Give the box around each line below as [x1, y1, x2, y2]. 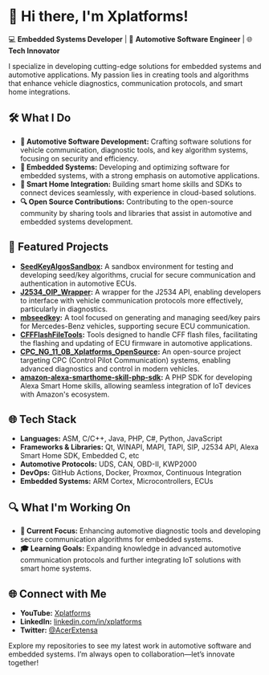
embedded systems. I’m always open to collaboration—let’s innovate [8, 649, 235, 659]
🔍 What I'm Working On [8, 501, 131, 514]
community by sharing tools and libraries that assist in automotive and [19, 208, 252, 218]
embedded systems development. [19, 217, 133, 226]
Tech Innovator [8, 46, 60, 55]
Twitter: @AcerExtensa [19, 625, 98, 635]
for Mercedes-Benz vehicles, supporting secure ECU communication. [19, 321, 251, 331]
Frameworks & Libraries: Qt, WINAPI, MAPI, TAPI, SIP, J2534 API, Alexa [19, 442, 259, 452]
